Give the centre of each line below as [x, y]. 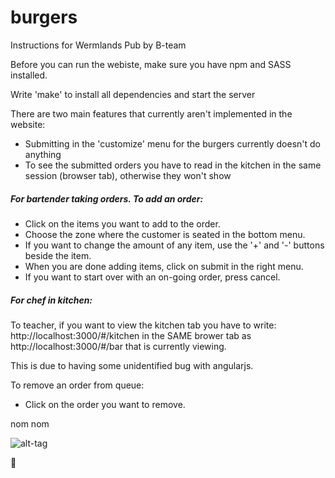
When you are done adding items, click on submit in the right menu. [164, 266]
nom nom [30, 423]
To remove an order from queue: [77, 385]
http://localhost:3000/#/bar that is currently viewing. [118, 346]
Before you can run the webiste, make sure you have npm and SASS [151, 64]
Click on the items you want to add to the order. [122, 223]
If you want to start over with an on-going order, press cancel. [152, 277]
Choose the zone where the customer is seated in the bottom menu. [165, 234]
